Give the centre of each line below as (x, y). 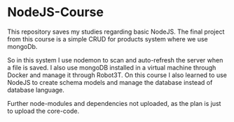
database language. (36, 90)
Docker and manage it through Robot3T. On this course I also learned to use (117, 75)
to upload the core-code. (43, 111)
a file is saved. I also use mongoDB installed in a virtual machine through (112, 67)
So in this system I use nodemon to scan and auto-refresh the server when (115, 60)
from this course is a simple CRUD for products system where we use (108, 39)
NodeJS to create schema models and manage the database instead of (110, 82)
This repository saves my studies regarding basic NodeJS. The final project (116, 32)
